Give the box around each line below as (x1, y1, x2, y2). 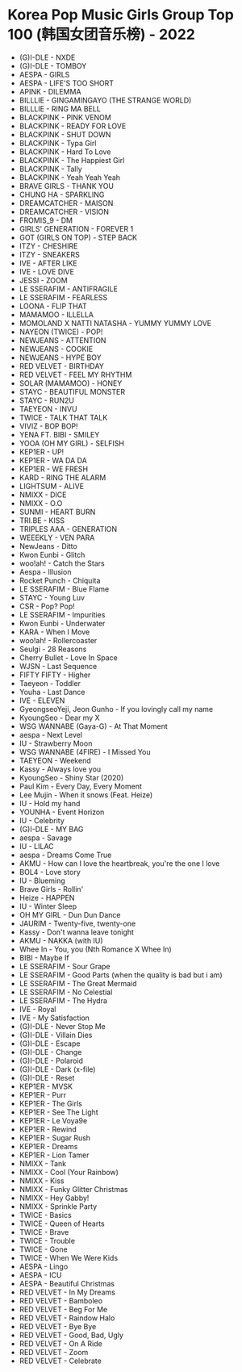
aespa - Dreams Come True (19, 850, 112, 860)
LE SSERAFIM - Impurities (19, 609, 106, 619)
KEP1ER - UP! (19, 446, 65, 457)
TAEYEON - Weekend (19, 755, 91, 765)
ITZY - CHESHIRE (19, 241, 78, 251)
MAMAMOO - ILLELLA (19, 309, 94, 320)
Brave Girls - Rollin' (19, 884, 84, 893)
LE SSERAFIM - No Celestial (19, 987, 113, 997)
